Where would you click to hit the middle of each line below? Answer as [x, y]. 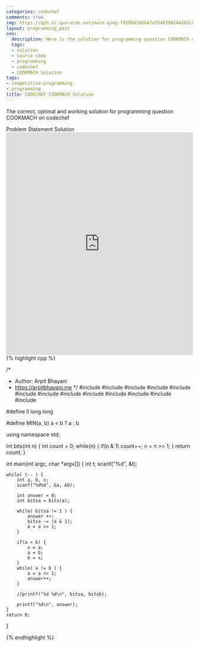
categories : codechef [33, 12]
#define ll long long [30, 411]
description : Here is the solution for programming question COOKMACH [100, 39]
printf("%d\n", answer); [47, 604]
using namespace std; [33, 434]
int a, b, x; [33, 480]
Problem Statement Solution [40, 129]
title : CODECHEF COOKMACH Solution [50, 94]
